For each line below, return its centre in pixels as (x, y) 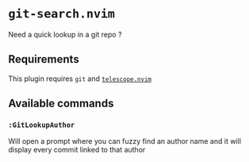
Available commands (61, 104)
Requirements (44, 59)
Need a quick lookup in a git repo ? (65, 34)
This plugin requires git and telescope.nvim (80, 79)
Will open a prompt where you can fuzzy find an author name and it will (125, 141)
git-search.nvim (61, 14)
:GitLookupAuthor (42, 125)
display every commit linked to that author (77, 150)
